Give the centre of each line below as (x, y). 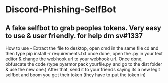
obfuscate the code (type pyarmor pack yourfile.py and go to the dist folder (84, 64)
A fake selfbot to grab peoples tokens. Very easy (83, 28)
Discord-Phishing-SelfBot (61, 9)
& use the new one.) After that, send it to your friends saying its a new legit (83, 70)
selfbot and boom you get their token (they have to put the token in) (76, 75)
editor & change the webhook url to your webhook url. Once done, (74, 59)
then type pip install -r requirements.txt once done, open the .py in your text (84, 53)
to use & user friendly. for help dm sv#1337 (74, 36)
